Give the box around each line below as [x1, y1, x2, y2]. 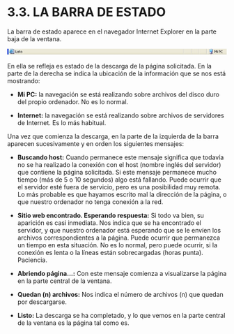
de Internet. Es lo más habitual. [17, 118, 107, 126]
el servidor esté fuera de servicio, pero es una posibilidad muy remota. [17, 182, 221, 191]
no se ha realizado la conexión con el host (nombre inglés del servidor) [17, 160, 221, 168]
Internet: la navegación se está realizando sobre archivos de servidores [17, 111, 224, 119]
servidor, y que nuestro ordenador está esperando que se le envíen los [17, 226, 221, 234]
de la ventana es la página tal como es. [17, 319, 130, 327]
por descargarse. [17, 298, 68, 306]
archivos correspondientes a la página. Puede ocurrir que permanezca [17, 233, 221, 242]
